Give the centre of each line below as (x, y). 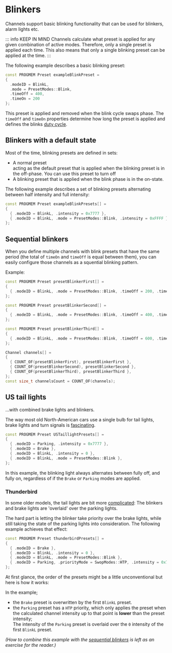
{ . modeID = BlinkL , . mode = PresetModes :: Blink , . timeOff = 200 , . (84, 291)
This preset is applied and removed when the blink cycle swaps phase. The (84, 114)
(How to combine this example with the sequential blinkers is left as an (80, 640)
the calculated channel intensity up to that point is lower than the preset (89, 613)
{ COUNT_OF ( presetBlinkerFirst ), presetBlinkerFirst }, (71, 362)
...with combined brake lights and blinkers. (50, 409)
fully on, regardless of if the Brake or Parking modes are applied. (73, 478)
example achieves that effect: (36, 529)
